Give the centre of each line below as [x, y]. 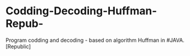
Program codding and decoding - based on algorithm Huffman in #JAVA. [95, 40]
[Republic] [18, 46]
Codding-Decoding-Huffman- [81, 11]
